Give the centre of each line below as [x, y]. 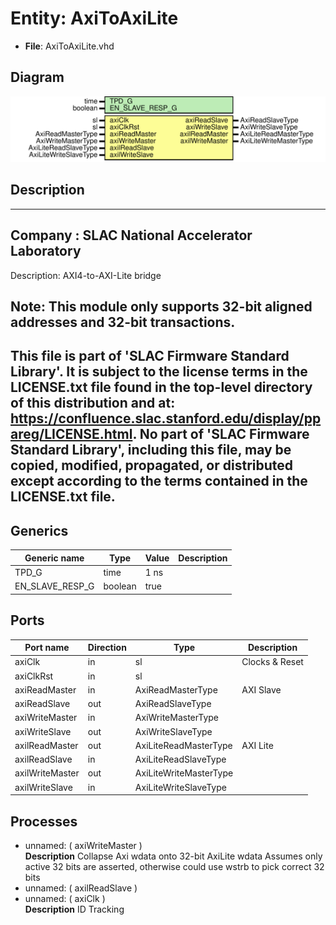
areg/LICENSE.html [71, 434]
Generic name [54, 558]
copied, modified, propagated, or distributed [152, 465]
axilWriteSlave [43, 787]
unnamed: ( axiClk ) [65, 898]
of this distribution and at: [93, 403]
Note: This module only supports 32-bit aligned [161, 307]
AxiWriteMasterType [177, 718]
